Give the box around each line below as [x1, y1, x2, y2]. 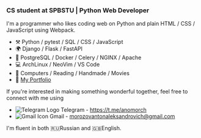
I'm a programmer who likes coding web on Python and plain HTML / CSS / [6, 20, 196, 27]
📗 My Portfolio [15, 76, 51, 84]
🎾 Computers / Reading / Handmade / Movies [15, 70, 130, 77]
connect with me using [6, 95, 64, 102]
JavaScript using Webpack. [6, 26, 76, 34]
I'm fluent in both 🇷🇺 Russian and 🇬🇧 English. [6, 125, 122, 132]
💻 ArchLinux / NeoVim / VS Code [15, 61, 100, 68]
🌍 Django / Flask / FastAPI [15, 45, 83, 53]
